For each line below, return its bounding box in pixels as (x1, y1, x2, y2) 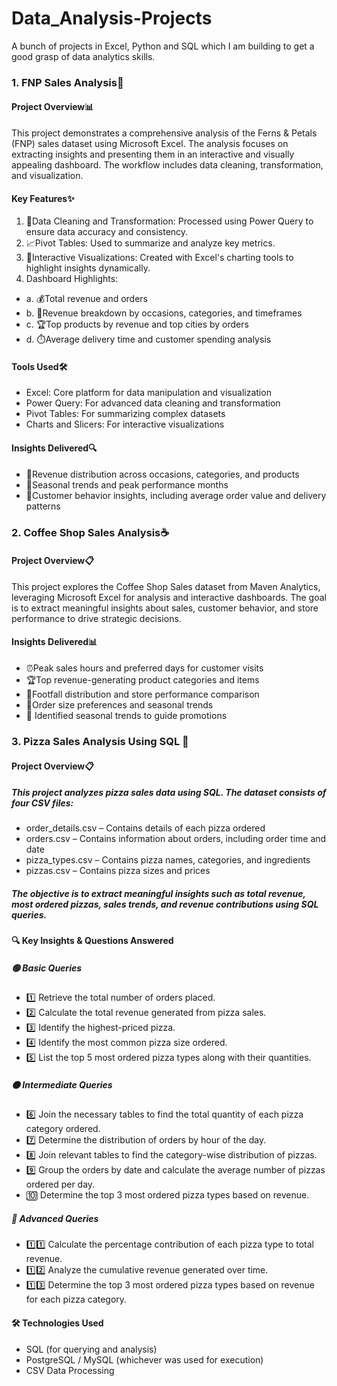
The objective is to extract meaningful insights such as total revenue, (11, 888, 306, 900)
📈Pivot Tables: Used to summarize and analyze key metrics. (25, 237, 276, 249)
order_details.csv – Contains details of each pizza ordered (25, 822, 266, 834)
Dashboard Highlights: (25, 273, 119, 285)
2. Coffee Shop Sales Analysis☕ (11, 525, 170, 539)
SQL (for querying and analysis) (25, 1343, 158, 1355)
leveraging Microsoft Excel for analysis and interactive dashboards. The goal (11, 591, 327, 603)
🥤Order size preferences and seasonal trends (25, 699, 214, 711)
